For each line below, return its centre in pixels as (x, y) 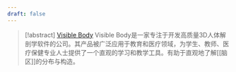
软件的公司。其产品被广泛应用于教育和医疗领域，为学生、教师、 (130, 44)
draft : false (26, 14)
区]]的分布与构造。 (52, 61)
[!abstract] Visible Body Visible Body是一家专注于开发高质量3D (116, 35)
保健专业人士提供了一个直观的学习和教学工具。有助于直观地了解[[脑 (129, 52)
